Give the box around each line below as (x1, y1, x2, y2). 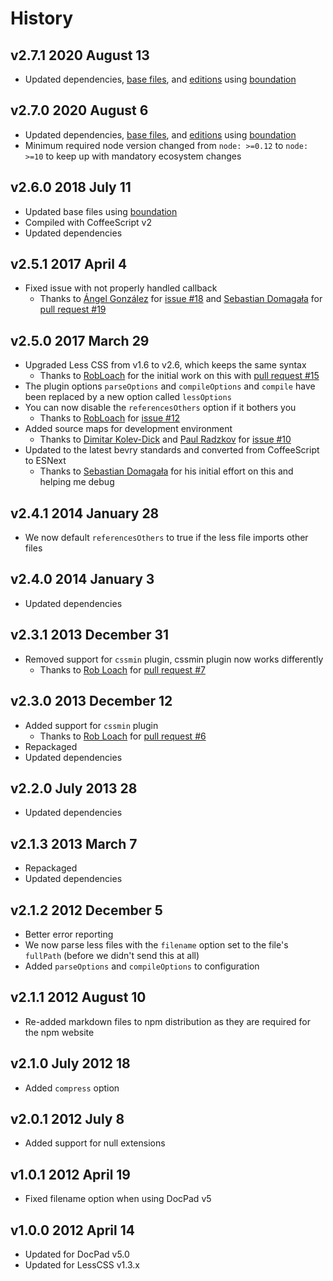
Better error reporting (24, 928, 114, 940)
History (10, 7, 74, 30)
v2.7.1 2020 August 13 (10, 47, 150, 64)
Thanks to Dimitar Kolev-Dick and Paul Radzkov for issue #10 (39, 433, 292, 446)
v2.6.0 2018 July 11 (10, 179, 132, 196)
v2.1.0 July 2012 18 (10, 1055, 131, 1072)
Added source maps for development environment (24, 423, 233, 435)
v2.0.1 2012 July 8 (10, 1110, 125, 1127)
